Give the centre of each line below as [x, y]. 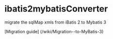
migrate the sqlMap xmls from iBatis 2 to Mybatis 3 [55, 22]
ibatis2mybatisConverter [56, 9]
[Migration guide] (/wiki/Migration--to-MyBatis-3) [54, 31]
